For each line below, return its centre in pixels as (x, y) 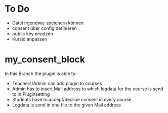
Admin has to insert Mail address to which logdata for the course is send (88, 89)
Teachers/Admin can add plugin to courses (57, 83)
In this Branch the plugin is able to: (41, 73)
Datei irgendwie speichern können (48, 23)
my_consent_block (45, 60)
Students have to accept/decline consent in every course (72, 99)
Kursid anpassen (30, 39)
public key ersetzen (33, 33)
